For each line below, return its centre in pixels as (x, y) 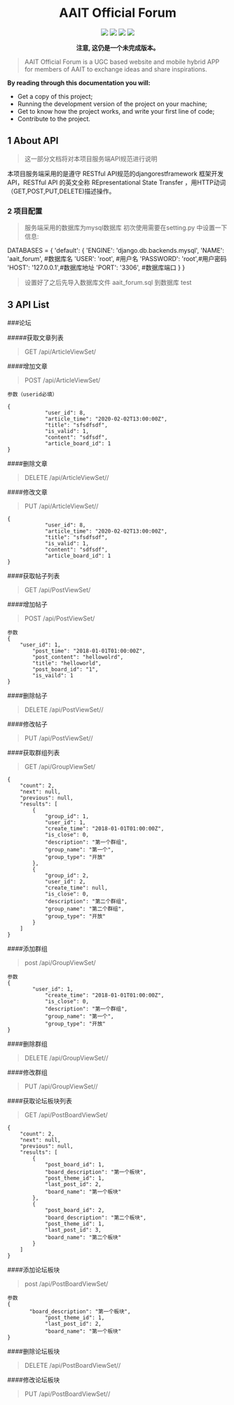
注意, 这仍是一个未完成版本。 (118, 48)
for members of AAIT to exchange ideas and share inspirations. (116, 69)
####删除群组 (27, 1044)
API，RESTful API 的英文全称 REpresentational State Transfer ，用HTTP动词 (117, 182)
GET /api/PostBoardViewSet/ (66, 1114)
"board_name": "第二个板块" (83, 1237)
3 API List (28, 305)
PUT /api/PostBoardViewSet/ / (67, 1394)
